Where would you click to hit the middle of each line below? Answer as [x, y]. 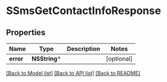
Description [84, 49]
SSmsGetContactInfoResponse [83, 11]
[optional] [119, 59]
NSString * [46, 59]
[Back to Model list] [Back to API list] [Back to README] [73, 73]
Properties [26, 33]
